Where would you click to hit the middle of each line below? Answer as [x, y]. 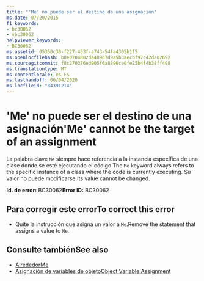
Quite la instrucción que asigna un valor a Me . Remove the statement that [105, 224]
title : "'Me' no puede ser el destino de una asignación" [82, 12]
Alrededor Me [32, 265]
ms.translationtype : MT [37, 69]
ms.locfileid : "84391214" [39, 86]
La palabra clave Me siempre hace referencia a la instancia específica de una [102, 159]
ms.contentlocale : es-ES [38, 75]
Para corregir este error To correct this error [91, 209]
